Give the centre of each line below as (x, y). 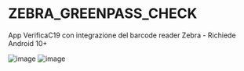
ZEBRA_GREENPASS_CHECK (103, 14)
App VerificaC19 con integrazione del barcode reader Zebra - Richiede (122, 35)
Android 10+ (28, 43)
